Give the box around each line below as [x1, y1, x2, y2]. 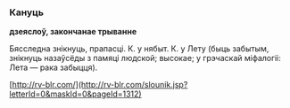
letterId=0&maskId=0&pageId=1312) [9, 89, 142, 99]
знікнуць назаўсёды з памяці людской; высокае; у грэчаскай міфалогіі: [9, 53, 281, 64]
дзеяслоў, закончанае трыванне [9, 27, 137, 37]
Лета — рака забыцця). [9, 62, 98, 73]
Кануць [9, 6, 45, 19]
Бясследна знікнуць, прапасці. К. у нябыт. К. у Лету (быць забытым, [9, 43, 269, 54]
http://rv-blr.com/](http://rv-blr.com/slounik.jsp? [12, 80, 188, 90]
